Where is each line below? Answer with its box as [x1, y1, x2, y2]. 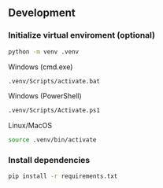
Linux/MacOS [8, 121, 53, 131]
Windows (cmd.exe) [8, 62, 73, 72]
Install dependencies [8, 155, 91, 166]
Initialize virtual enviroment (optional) [8, 30, 156, 41]
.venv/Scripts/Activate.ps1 [8, 106, 101, 115]
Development [8, 6, 76, 20]
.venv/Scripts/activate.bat [8, 77, 101, 85]
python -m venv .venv [8, 47, 80, 56]
